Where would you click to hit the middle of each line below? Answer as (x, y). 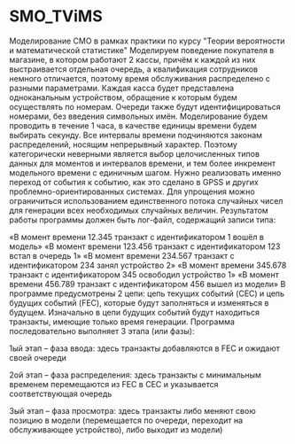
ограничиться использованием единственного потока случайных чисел (146, 200)
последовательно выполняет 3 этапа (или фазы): (102, 331)
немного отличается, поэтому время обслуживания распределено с (140, 78)
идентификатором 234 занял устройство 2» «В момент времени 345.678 (148, 265)
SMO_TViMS (56, 16)
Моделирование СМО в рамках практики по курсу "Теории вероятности (147, 41)
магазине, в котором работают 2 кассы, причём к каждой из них (132, 59)
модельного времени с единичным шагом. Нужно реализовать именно (145, 172)
